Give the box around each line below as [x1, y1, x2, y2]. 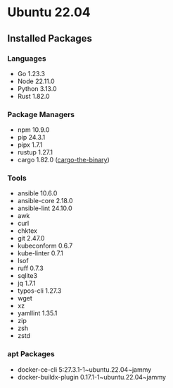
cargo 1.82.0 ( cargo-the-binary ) [17, 156, 110, 164]
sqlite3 [17, 272, 37, 280]
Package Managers [7, 109, 75, 119]
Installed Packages [7, 32, 93, 44]
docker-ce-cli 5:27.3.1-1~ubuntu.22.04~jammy [17, 365, 152, 374]
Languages [7, 54, 47, 63]
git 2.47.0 [17, 234, 45, 243]
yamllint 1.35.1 [17, 309, 58, 317]
